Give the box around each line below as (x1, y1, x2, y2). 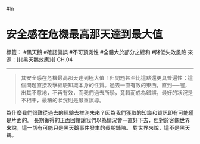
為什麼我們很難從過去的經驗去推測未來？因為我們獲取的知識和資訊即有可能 (6, 109, 189, 116)
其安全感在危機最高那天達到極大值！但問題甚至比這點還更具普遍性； (20, 74, 188, 81)
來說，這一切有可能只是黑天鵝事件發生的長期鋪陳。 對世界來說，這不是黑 (6, 124, 185, 131)
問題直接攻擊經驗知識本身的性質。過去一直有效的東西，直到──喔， (26, 82, 190, 89)
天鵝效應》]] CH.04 (28, 56, 73, 63)
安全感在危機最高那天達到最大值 (6, 28, 163, 41)
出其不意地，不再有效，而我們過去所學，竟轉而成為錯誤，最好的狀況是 (20, 89, 193, 96)
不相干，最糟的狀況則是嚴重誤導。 (20, 96, 105, 104)
